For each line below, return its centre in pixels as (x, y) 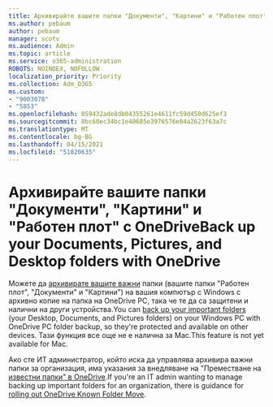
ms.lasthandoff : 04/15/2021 (56, 144)
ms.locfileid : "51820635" (52, 152)
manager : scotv (34, 39)
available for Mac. (38, 344)
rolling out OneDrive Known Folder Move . (77, 394)
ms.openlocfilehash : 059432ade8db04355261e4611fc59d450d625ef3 (118, 115)
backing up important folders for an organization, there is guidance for (126, 386)
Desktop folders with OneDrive (115, 261)
